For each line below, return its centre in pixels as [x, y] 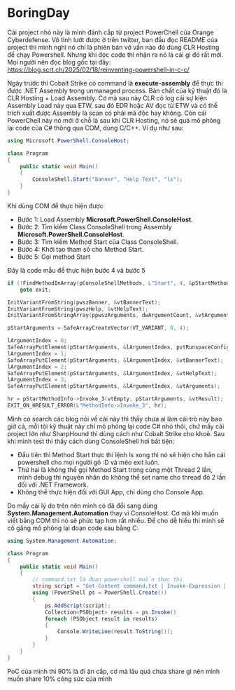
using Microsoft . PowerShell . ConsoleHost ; [69, 141]
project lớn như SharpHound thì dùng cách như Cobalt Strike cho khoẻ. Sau [116, 433]
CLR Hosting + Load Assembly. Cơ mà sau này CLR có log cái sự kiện [107, 98]
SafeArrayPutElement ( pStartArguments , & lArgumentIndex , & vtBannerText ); [115, 360]
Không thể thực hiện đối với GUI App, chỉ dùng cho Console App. [111, 492]
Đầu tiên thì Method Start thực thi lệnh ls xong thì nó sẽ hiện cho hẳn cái [121, 454]
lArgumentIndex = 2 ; [37, 367]
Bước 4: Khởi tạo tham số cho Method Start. [81, 249]
